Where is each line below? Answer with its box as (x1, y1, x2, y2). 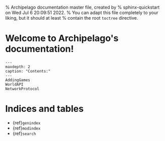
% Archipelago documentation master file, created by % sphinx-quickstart (5, 5, 160, 10)
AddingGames (5, 78, 30, 83)
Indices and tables (5, 103, 84, 115)
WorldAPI (5, 82, 24, 87)
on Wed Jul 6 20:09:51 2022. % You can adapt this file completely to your (5, 10, 158, 16)
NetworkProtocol (5, 86, 39, 91)
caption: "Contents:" (5, 68, 51, 74)
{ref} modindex (12, 125, 41, 131)
